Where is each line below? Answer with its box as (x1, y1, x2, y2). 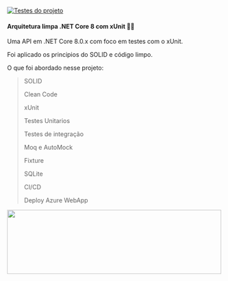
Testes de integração (23, 130, 84, 138)
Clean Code (23, 90, 58, 98)
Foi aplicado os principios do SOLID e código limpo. (7, 51, 153, 59)
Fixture (23, 157, 45, 165)
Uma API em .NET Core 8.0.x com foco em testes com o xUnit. (7, 38, 183, 46)
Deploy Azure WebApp (23, 196, 88, 204)
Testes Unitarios (23, 117, 71, 125)
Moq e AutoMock (23, 144, 73, 152)
